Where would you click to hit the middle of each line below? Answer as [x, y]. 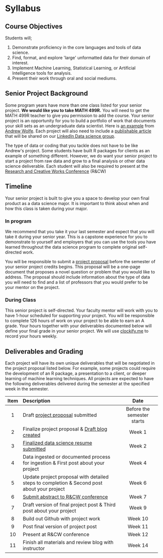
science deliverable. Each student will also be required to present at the [76, 166]
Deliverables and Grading [44, 351]
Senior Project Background [47, 93]
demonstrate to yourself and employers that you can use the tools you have [81, 242]
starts [138, 421]
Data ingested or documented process [66, 457]
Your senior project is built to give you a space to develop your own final [77, 198]
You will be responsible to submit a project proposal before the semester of [80, 261]
